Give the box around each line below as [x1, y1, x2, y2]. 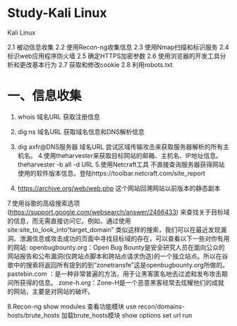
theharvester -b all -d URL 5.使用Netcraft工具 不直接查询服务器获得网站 [17, 160, 225, 169]
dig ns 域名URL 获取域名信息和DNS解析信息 [17, 127, 145, 135]
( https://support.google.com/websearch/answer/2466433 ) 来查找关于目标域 [7, 207, 230, 216]
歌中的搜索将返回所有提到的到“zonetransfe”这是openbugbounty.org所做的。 [7, 260, 229, 269]
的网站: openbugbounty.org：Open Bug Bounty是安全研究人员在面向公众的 [7, 243, 225, 251]
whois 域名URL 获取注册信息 [17, 112, 100, 121]
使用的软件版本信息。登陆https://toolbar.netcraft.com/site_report [17, 169, 206, 177]
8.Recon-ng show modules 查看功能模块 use [7, 302, 137, 310]
